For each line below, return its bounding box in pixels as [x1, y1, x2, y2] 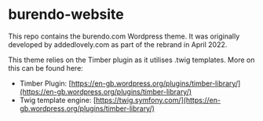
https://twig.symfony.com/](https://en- [95, 95, 221, 104]
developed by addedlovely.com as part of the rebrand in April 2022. [8, 39, 228, 49]
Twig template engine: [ [19, 95, 97, 104]
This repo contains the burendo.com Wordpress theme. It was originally [8, 31, 240, 41]
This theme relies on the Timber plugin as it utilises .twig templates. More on [8, 55, 255, 64]
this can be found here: [8, 63, 84, 72]
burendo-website [8, 5, 124, 24]
